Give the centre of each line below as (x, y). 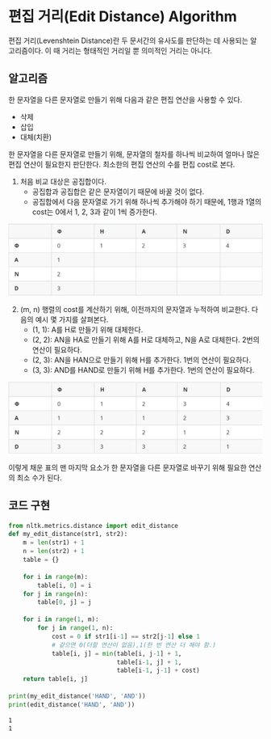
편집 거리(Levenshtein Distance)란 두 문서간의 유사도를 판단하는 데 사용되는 (128, 40)
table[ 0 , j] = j (65, 602)
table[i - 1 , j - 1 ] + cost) (158, 671)
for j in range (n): (56, 594)
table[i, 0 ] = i (65, 585)
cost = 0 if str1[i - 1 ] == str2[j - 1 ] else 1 (125, 636)
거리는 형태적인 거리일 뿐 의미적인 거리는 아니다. (137, 50)
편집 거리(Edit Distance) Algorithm (123, 17)
